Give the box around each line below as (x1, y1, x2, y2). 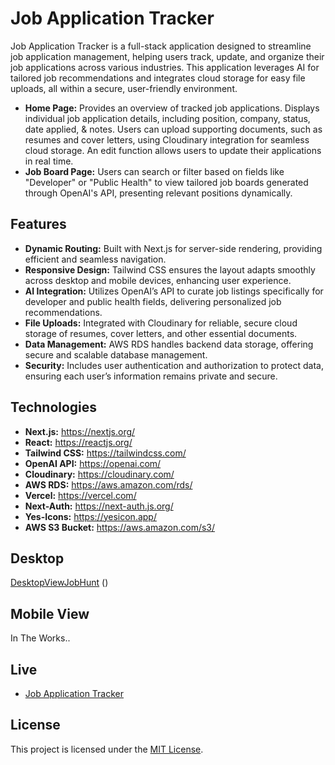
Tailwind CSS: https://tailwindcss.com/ (24, 447, 187, 459)
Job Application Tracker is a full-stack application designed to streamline (10, 40, 312, 52)
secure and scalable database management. (24, 348, 208, 361)
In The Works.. (10, 632, 71, 644)
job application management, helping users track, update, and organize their (10, 50, 325, 62)
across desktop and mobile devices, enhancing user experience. (24, 274, 292, 286)
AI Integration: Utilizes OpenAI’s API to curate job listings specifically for (24, 285, 324, 297)
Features (10, 216, 67, 233)
